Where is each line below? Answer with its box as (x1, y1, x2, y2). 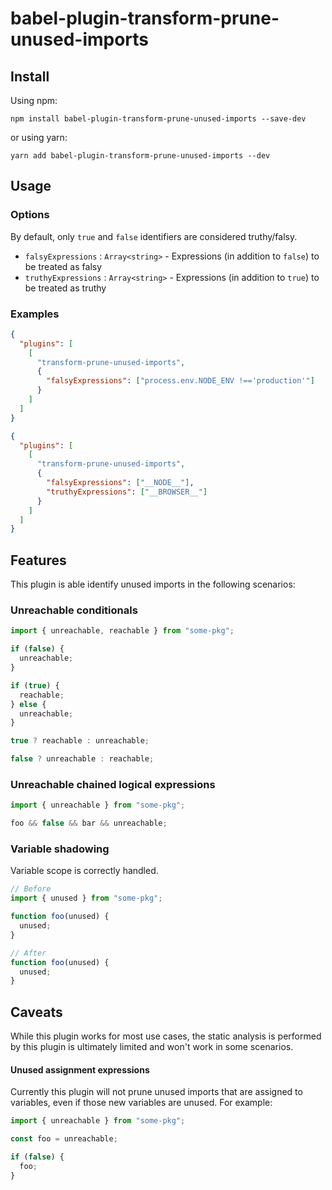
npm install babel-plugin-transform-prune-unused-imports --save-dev (10, 114, 307, 124)
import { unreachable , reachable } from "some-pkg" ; (10, 626, 235, 636)
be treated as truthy (24, 282, 107, 294)
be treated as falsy (24, 260, 103, 272)
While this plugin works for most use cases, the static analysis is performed (10, 1030, 322, 1042)
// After (10, 948, 47, 958)
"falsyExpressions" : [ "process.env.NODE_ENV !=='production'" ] (46, 376, 315, 386)
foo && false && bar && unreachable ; (10, 818, 168, 829)
